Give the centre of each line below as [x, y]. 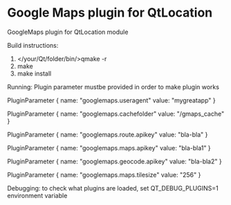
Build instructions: [33, 45]
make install [34, 73]
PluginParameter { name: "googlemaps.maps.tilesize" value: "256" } [104, 175]
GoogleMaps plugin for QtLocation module [68, 32]
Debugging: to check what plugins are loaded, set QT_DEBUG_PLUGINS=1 [113, 188]
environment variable [37, 195]
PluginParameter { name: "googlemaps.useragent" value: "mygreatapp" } [111, 100]
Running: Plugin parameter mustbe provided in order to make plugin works [113, 87]
